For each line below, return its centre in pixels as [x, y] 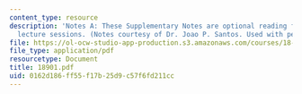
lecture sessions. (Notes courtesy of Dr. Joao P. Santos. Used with [150, 34]
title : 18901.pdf [42, 68]
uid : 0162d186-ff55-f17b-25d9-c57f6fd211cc [92, 76]
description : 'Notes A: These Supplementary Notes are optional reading [148, 26]
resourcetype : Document [54, 59]
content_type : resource [54, 17]
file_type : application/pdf [62, 51]
